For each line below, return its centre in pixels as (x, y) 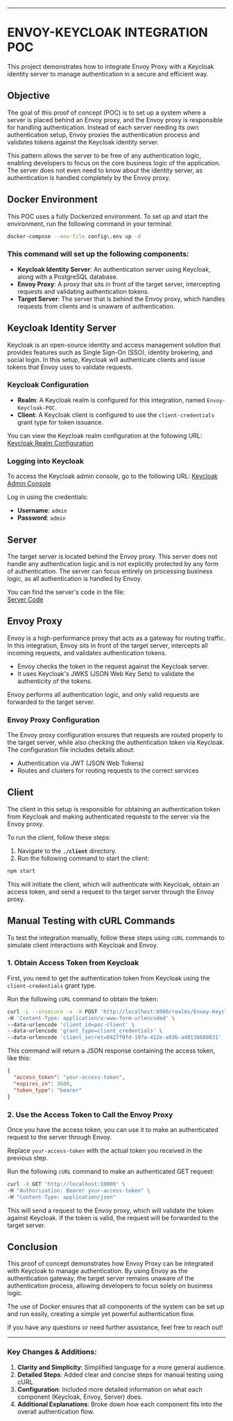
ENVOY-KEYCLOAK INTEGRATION (107, 33)
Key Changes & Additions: (52, 1352)
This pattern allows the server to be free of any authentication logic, (104, 155)
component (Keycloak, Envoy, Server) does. (80, 1397)
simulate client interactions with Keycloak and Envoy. (83, 945)
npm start (21, 871)
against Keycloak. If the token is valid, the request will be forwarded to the (113, 1217)
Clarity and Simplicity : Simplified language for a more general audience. (121, 1367)
